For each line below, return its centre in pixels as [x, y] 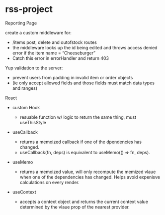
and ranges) [25, 88]
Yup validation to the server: [34, 68]
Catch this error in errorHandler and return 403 [61, 58]
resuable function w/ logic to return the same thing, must [78, 117]
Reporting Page [21, 23]
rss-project [29, 9]
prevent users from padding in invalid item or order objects [73, 77]
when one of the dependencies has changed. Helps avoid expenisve [90, 177]
